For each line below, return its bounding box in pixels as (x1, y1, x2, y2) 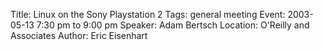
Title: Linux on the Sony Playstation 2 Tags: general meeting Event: (10, 9, 286, 20)
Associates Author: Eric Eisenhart (10, 30, 148, 41)
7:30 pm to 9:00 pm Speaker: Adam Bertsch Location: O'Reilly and (36, 19, 310, 31)
